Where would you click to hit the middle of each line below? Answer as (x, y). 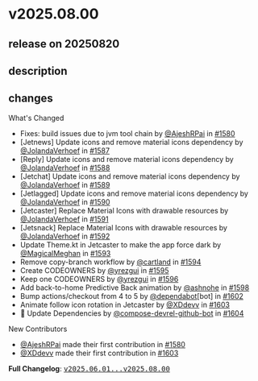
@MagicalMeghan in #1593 (65, 253)
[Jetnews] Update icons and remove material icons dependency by (131, 142)
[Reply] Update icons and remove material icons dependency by (127, 159)
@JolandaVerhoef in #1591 (64, 219)
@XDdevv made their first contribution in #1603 (99, 353)
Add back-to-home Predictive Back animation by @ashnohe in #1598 (135, 288)
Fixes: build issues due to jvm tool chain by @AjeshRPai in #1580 (127, 133)
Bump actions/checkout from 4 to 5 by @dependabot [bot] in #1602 (132, 296)
